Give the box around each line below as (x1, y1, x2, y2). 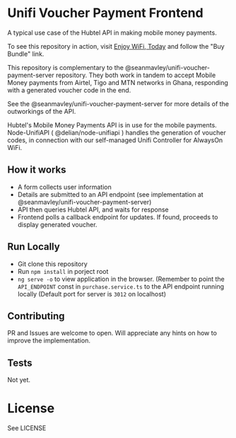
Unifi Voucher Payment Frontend (7, 5, 203, 21)
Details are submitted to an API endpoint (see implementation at (17, 190, 203, 199)
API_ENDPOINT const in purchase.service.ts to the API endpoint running (17, 282, 225, 291)
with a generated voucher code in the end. (7, 86, 131, 94)
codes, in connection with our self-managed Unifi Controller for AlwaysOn (7, 136, 223, 144)
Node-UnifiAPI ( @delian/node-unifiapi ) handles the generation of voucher (7, 128, 226, 137)
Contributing (7, 310, 65, 322)
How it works (7, 164, 66, 176)
